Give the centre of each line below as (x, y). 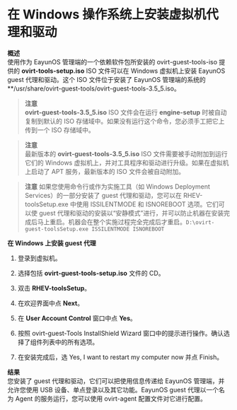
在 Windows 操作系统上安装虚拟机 (107, 14)
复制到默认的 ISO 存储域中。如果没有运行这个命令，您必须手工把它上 (125, 121)
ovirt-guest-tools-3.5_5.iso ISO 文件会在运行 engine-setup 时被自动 (126, 112)
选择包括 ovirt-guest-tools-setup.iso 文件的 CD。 (91, 273)
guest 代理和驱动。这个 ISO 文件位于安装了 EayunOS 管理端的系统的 (107, 79)
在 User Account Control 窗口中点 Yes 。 (77, 318)
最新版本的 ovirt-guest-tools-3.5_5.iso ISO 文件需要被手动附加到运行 (126, 153)
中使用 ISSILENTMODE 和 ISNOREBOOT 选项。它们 (144, 204)
